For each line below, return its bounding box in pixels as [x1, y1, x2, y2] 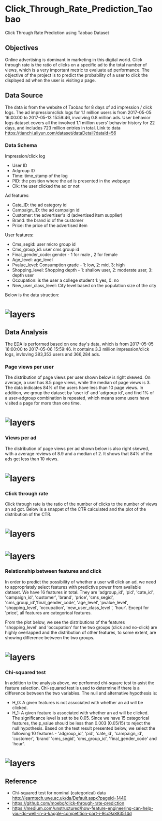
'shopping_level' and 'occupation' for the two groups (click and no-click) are [5, 624, 158, 630]
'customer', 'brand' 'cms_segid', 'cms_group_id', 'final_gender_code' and [12, 736, 157, 741]
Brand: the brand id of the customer [12, 217, 84, 223]
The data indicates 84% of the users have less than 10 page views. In [5, 385, 144, 391]
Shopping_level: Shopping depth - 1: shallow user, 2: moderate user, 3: [12, 267, 153, 273]
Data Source [5, 91, 43, 100]
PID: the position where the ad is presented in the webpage [12, 178, 131, 184]
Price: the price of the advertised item [12, 222, 88, 228]
